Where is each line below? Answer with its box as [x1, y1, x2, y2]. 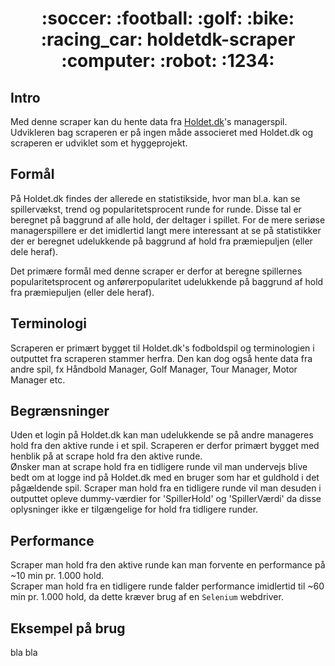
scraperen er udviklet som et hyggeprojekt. [10, 137, 188, 149]
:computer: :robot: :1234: [61, 50, 275, 72]
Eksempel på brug [10, 620, 126, 637]
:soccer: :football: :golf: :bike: [41, 7, 295, 30]
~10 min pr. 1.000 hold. [10, 570, 105, 582]
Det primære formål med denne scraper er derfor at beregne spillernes [10, 265, 303, 277]
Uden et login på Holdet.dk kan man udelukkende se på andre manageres [10, 429, 314, 441]
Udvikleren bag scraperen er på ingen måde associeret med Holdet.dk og [10, 127, 313, 138]
